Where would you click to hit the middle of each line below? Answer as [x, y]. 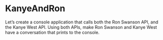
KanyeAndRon [35, 9]
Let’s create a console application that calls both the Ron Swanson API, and [82, 22]
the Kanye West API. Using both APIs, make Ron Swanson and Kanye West [81, 27]
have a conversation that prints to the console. [52, 32]
